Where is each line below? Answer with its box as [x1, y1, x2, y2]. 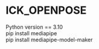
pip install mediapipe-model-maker [5, 36, 93, 43]
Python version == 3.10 [5, 23, 63, 30]
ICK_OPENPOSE [5, 4, 87, 17]
